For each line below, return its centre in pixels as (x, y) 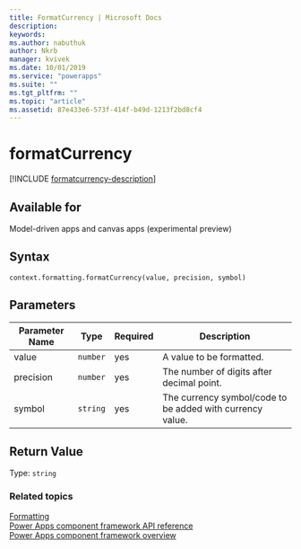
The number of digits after (217, 371)
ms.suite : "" (34, 84)
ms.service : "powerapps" (56, 76)
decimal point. (192, 383)
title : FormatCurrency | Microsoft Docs (86, 18)
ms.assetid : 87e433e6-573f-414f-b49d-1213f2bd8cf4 (106, 110)
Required (134, 336)
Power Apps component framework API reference (101, 526)
